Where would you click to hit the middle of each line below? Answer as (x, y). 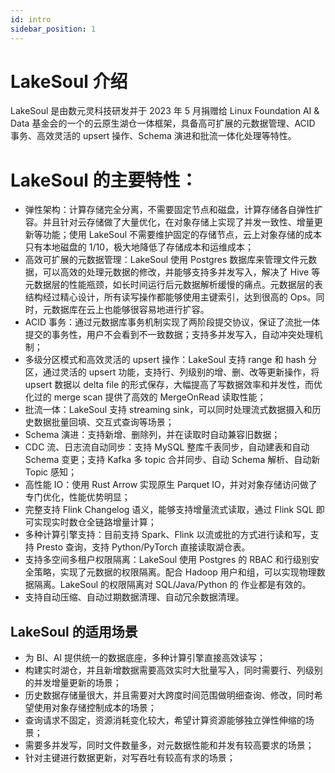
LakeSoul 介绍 (69, 81)
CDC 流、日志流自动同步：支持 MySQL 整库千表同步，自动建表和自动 (167, 447)
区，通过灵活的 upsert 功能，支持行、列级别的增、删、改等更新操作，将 (172, 372)
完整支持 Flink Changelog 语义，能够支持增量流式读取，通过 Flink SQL (169, 510)
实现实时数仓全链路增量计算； (95, 522)
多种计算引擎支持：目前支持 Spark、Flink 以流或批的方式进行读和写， (167, 535)
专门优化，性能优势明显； (77, 497)
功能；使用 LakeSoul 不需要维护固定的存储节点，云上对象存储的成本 (182, 235)
